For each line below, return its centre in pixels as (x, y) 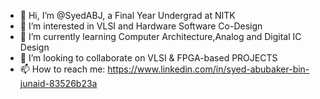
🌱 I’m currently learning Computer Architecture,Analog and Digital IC (160, 36)
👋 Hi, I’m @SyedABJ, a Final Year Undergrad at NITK (127, 15)
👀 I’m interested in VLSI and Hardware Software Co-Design (141, 26)
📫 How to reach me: (62, 69)
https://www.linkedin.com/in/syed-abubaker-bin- (208, 69)
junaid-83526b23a (58, 83)
